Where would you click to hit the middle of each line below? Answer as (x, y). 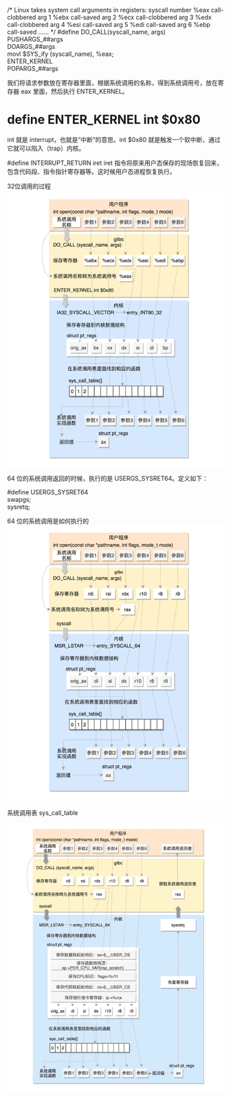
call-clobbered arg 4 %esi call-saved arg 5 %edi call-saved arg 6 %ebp (109, 24)
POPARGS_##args (33, 69)
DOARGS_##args (31, 47)
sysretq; (19, 507)
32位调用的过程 (29, 186)
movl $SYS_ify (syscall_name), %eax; (60, 54)
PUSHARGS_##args (35, 39)
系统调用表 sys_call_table (43, 813)
